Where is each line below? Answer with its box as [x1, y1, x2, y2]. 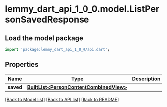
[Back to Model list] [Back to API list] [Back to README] [5, 96, 119, 102]
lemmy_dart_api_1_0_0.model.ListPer [5, 3, 160, 15]
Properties [5, 60, 39, 69]
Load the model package [5, 34, 83, 42]
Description [132, 75, 161, 82]
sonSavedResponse [5, 14, 89, 25]
